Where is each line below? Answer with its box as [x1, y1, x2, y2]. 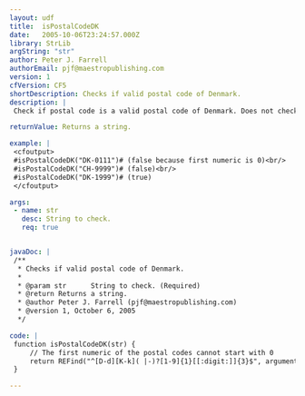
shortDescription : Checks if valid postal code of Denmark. [9, 89, 242, 98]
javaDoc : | [9, 247, 51, 256]
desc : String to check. [21, 214, 112, 223]
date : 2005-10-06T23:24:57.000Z [9, 30, 141, 39]
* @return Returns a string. [17, 290, 128, 299]
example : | [9, 139, 51, 148]
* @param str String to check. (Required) [17, 281, 202, 291]
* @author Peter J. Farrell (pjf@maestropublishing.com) [17, 298, 238, 307]
